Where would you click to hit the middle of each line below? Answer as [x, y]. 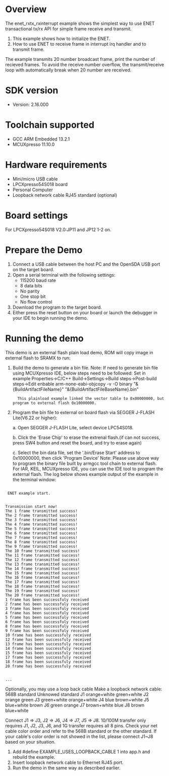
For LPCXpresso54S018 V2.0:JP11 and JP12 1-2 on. [58, 230]
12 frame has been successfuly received [48, 640]
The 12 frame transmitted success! [43, 560]
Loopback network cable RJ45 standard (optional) [65, 195]
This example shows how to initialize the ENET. [61, 39]
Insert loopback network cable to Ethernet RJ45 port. [68, 762]
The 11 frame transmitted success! [43, 555]
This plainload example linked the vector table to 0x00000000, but [91, 398]
